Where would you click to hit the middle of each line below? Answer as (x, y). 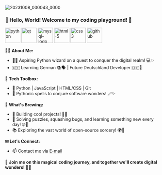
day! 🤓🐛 (20, 124)
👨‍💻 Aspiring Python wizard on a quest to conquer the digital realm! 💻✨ (83, 60)
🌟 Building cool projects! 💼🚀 (40, 114)
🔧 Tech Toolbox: (22, 79)
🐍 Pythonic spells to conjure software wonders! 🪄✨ (64, 94)
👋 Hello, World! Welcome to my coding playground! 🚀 (68, 20)
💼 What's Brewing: (24, 105)
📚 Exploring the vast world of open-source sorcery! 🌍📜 (68, 130)
